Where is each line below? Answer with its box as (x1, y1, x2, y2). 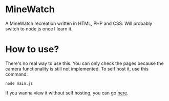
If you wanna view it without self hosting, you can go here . (5, 90, 129, 96)
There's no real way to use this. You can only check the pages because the (5, 60, 164, 66)
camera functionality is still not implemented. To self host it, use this (5, 65, 149, 72)
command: (5, 71, 28, 77)
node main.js (5, 81, 33, 86)
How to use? (5, 44, 59, 55)
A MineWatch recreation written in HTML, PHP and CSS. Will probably (5, 20, 153, 26)
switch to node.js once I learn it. (5, 25, 73, 31)
